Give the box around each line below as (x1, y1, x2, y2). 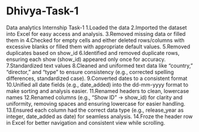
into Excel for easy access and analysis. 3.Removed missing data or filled (6, 30, 186, 37)
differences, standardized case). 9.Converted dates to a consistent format (6, 75, 188, 82)
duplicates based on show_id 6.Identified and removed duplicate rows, (6, 49, 180, 56)
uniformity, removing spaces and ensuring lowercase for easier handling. (6, 100, 186, 107)
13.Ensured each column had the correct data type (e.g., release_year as (6, 106, 184, 113)
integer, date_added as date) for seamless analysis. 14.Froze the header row (6, 112, 193, 120)
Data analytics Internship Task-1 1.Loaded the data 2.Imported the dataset (6, 24, 187, 31)
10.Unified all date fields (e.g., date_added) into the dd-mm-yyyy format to (6, 81, 189, 88)
